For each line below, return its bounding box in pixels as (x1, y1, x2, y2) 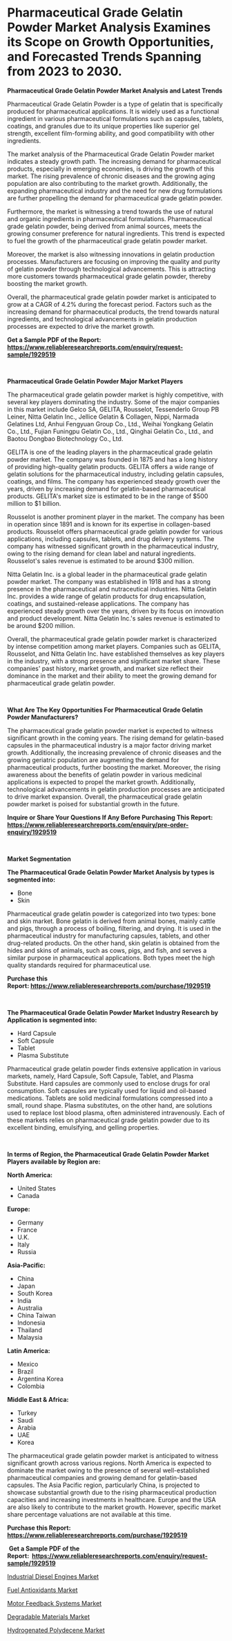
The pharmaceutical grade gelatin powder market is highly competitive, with (7, 390, 224, 399)
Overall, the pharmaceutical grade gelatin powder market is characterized (7, 634, 217, 643)
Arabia (17, 1423, 37, 1432)
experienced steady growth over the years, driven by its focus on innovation (7, 607, 224, 615)
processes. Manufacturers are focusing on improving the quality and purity (7, 257, 221, 265)
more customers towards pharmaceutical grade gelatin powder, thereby (7, 272, 212, 281)
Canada (17, 1191, 40, 1199)
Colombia (17, 1382, 45, 1390)
